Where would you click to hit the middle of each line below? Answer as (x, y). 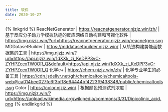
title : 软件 (17, 10)
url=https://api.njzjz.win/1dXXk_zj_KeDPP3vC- (53, 58)
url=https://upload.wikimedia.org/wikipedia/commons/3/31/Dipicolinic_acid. (83, 98)
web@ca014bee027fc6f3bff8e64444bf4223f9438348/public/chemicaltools (84, 81)
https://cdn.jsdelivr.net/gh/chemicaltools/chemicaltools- (80, 76)
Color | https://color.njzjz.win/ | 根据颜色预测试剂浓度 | (71, 87)
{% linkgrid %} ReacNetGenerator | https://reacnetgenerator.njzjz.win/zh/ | (82, 29)
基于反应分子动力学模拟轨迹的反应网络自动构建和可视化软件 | (68, 35)
